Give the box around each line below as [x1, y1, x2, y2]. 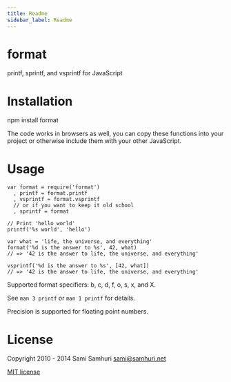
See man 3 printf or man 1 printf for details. [7, 294, 136, 303]
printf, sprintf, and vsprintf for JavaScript [7, 69, 123, 77]
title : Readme [7, 10, 48, 17]
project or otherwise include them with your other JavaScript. [7, 137, 182, 145]
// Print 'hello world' [7, 220, 76, 227]
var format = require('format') [7, 184, 100, 191]
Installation [7, 93, 73, 109]
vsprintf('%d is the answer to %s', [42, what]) [7, 262, 150, 269]
